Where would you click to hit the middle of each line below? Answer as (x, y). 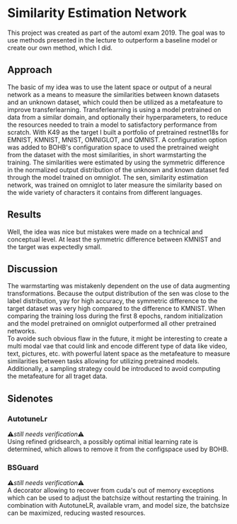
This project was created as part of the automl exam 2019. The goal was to (116, 33)
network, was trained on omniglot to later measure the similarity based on (115, 185)
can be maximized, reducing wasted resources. (76, 513)
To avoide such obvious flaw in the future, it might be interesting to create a (117, 338)
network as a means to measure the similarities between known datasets (114, 94)
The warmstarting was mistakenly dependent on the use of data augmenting (119, 286)
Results (24, 215)
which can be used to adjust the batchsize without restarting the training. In (117, 498)
